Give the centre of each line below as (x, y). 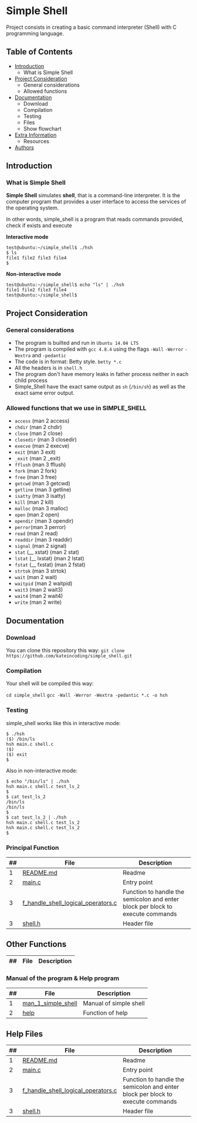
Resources (36, 141)
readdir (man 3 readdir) (43, 540)
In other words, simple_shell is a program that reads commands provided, (95, 220)
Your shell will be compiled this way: (50, 683)
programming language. (35, 33)
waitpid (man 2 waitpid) (43, 583)
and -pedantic (49, 355)
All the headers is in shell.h (48, 368)
